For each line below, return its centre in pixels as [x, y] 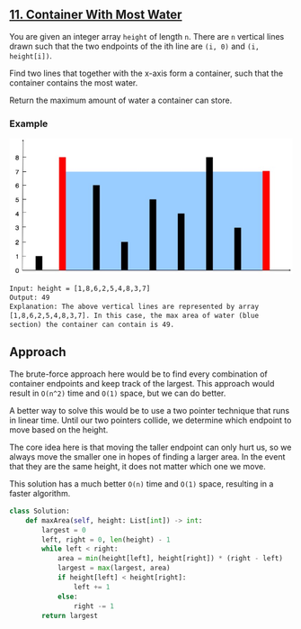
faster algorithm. [40, 493]
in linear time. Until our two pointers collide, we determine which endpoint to [150, 420]
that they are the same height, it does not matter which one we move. [138, 466]
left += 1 [92, 587]
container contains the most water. [74, 82]
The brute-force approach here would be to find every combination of [138, 374]
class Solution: [40, 511]
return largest [70, 615]
